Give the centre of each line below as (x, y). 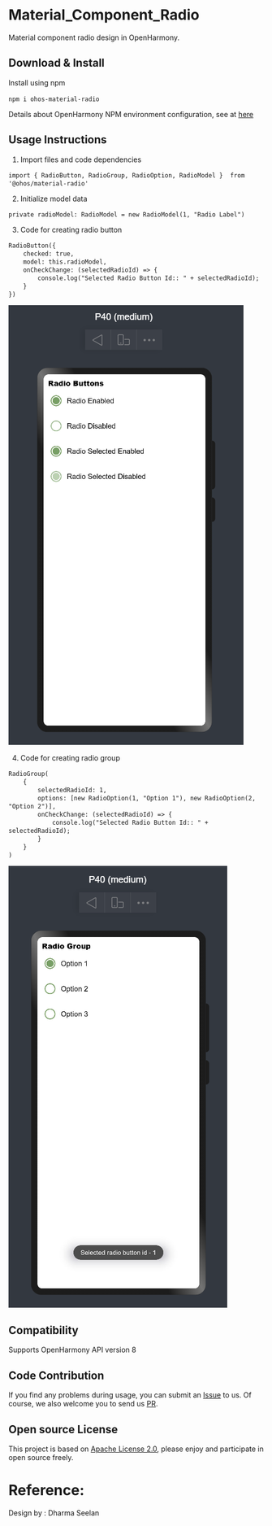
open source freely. (41, 1457)
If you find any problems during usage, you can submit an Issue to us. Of (130, 1395)
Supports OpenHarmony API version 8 (72, 1350)
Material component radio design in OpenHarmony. (94, 37)
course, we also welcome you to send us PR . (83, 1404)
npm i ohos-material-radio (54, 99)
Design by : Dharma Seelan (54, 1513)
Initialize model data (54, 198)
